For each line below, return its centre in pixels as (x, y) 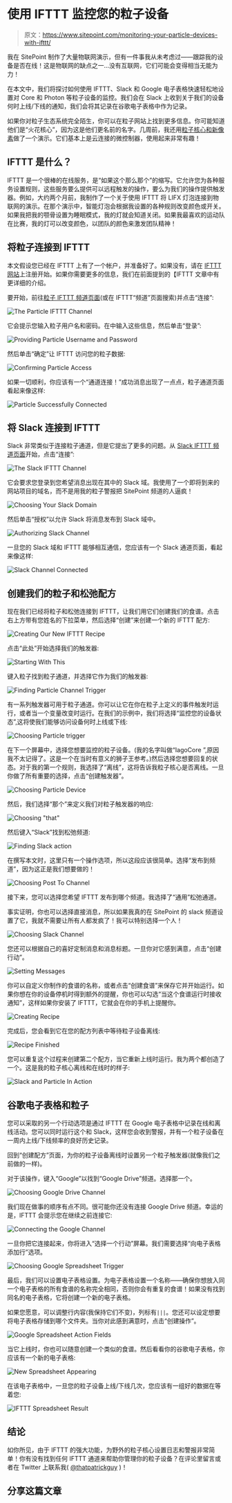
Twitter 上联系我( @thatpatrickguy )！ (74, 1467)
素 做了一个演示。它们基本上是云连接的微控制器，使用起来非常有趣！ (104, 138)
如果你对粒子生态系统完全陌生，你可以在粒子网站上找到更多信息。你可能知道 (116, 121)
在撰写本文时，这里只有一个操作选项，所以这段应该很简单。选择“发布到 (108, 860)
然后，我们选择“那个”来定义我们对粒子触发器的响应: (80, 804)
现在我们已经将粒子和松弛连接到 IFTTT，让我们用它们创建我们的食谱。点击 (113, 612)
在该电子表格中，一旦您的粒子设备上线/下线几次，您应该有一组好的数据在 (111, 1386)
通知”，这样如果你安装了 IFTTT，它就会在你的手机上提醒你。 (94, 1003)
